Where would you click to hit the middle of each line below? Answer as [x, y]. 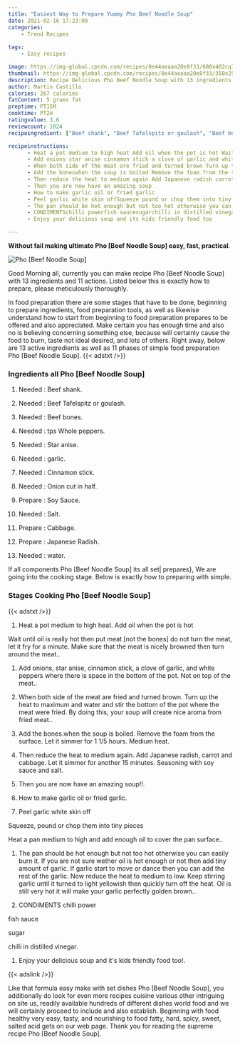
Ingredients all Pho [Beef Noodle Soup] [77, 374]
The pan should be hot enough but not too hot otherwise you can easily [123, 853]
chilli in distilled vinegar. [43, 946]
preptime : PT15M [32, 107]
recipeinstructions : [39, 146]
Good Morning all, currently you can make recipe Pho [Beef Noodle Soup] [116, 273]
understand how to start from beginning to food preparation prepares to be [118, 317]
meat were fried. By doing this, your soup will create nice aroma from [120, 712]
